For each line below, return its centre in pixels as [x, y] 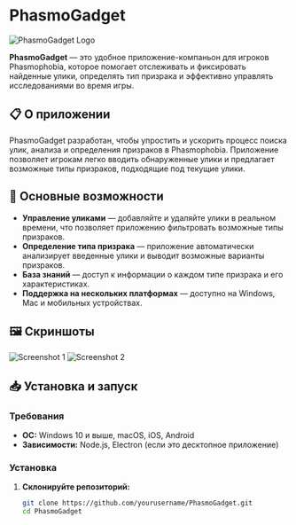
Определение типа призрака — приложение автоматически [138, 246]
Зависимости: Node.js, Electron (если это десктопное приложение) [150, 445]
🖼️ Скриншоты [52, 331]
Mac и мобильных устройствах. [82, 302]
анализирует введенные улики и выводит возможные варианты [143, 255]
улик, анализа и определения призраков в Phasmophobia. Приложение [144, 149]
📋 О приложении [60, 115]
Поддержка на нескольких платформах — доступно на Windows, [148, 293]
